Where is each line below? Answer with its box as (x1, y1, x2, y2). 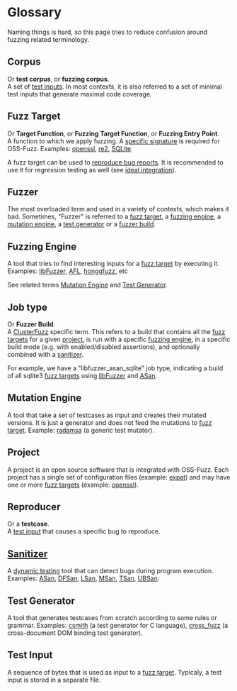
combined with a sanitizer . (7, 350, 84, 358)
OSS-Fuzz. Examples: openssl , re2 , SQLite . (7, 144, 133, 153)
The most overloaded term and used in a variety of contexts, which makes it (7, 205, 229, 214)
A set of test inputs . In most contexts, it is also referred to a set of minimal (7, 82, 223, 91)
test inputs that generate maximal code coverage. (7, 89, 152, 98)
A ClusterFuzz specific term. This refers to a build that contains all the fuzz (7, 328, 226, 336)
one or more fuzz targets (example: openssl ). (7, 480, 139, 489)
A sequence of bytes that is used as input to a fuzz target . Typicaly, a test (7, 668, 222, 676)
